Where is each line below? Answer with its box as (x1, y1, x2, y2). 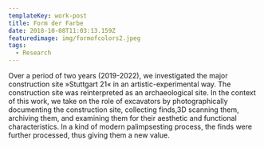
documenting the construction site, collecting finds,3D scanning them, (8, 105, 239, 114)
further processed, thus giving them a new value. (8, 130, 170, 140)
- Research (15, 49, 52, 57)
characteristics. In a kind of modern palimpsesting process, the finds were (8, 122, 253, 131)
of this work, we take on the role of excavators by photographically (8, 97, 229, 106)
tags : (8, 42, 26, 50)
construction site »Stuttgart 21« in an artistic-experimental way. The (8, 79, 231, 89)
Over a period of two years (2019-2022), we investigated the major (8, 71, 229, 80)
